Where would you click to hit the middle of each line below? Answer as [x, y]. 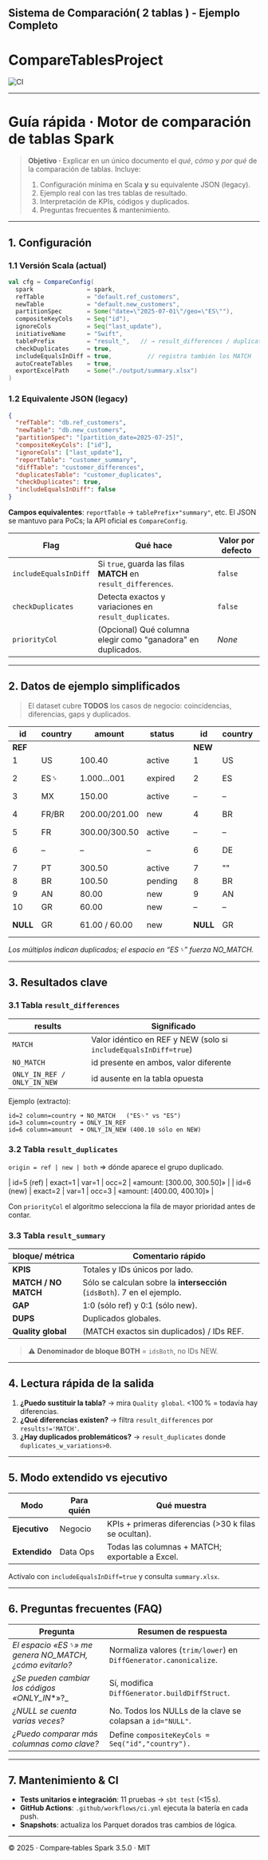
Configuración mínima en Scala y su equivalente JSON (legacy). [145, 185]
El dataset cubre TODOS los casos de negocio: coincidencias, [130, 705]
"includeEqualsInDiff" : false [65, 490]
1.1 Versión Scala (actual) [57, 265]
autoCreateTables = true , [64, 363]
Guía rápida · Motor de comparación [130, 122]
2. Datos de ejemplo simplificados [95, 687]
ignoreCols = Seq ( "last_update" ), [89, 326]
